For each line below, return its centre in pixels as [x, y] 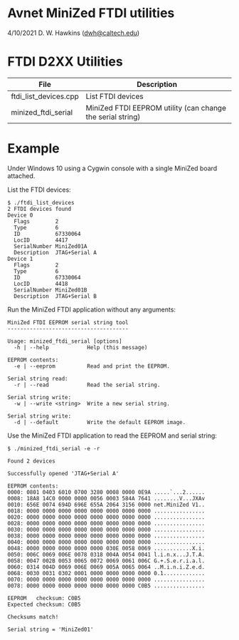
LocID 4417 [41, 240]
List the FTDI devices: [39, 190]
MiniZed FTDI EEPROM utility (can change [156, 108]
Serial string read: [38, 378]
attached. [21, 175]
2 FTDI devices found [39, 209]
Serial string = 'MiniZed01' [51, 629]
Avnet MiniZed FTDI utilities [91, 13]
